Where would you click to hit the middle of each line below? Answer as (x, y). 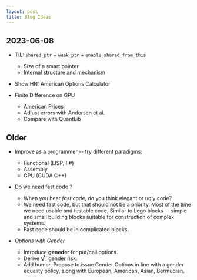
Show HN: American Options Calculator (62, 84)
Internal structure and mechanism (64, 72)
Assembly (36, 169)
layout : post (22, 11)
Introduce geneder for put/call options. (71, 252)
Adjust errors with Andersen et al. (64, 113)
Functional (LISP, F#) (49, 163)
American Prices (43, 107)
